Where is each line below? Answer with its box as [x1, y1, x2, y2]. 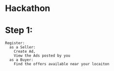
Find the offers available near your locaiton [14, 62, 110, 67]
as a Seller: [9, 45, 36, 50]
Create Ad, [14, 49, 36, 54]
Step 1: [5, 25, 33, 36]
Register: [5, 41, 25, 46]
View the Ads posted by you [14, 53, 70, 58]
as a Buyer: [9, 58, 34, 62]
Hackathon [5, 3, 50, 14]
